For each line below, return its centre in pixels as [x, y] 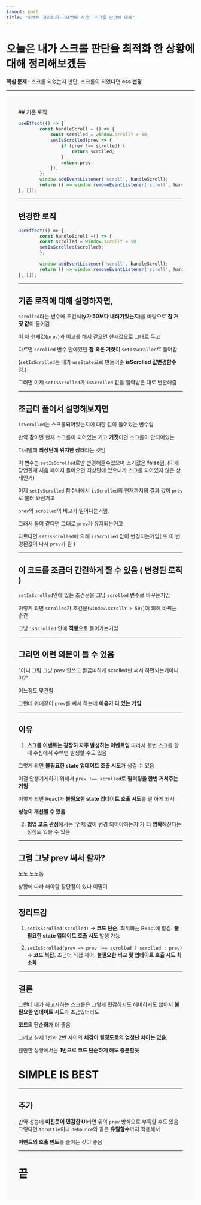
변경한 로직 [37, 217]
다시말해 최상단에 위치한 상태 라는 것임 [62, 450]
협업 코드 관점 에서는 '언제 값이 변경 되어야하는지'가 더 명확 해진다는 [104, 824]
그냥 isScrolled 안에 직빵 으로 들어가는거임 [68, 628]
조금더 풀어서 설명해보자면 [63, 409]
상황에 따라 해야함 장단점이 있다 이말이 [63, 886]
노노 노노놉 [31, 873]
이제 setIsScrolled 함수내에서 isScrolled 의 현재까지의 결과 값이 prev [100, 491]
